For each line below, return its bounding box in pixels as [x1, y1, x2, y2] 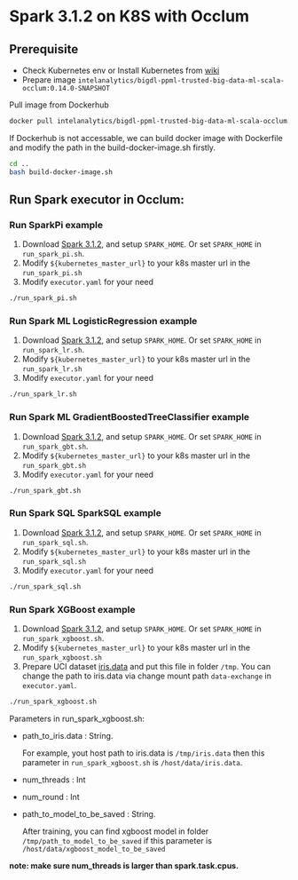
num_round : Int [21, 791, 80, 802]
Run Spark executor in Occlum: [9, 193, 184, 208]
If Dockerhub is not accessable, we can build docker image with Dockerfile [9, 132, 283, 143]
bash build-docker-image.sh [9, 167, 114, 177]
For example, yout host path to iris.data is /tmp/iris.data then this [21, 748, 265, 758]
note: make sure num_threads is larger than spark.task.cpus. [9, 860, 239, 871]
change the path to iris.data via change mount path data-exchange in [21, 670, 272, 681]
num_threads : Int [21, 774, 86, 785]
